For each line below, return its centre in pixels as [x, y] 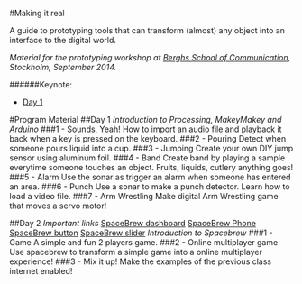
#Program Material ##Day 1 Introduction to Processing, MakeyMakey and [146, 119]
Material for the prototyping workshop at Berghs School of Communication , [150, 57]
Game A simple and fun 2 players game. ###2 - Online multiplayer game [144, 242]
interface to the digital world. [63, 40]
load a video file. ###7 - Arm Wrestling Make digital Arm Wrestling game [144, 196]
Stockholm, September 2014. [63, 67]
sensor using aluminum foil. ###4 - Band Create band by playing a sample [147, 158]
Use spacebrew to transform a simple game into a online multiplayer [136, 252]
